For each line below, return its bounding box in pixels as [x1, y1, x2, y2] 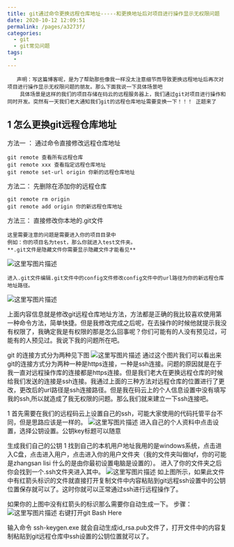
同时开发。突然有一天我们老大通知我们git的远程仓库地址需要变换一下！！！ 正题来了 [7, 98, 217, 105]
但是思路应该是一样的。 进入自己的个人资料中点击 [19, 417, 213, 426]
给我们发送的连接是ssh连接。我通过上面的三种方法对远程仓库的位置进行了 [7, 377, 219, 385]
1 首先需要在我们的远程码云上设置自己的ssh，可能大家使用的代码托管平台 [7, 409, 217, 417]
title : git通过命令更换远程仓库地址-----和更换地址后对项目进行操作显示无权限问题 [7, 10, 220, 17]
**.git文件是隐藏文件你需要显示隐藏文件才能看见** [7, 246, 136, 253]
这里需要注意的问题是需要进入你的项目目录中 [7, 231, 116, 238]
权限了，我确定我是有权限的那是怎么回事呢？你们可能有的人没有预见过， [13, 327, 221, 335]
